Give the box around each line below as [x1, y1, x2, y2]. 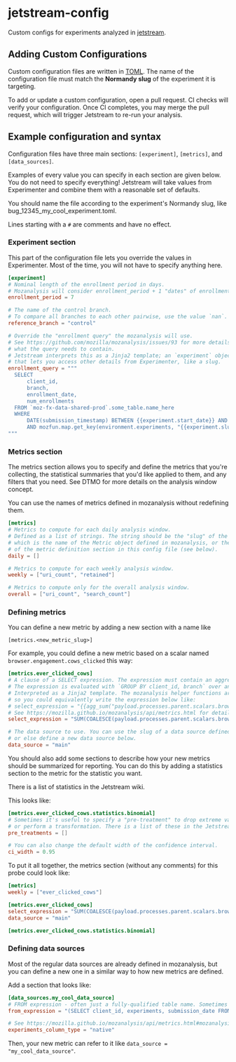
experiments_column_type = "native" [8, 1026, 115, 1034]
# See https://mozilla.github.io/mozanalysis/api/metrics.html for [8, 709, 209, 716]
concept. [8, 485, 34, 494]
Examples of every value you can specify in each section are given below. [8, 170, 221, 179]
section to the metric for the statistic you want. [8, 769, 143, 777]
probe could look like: [8, 868, 71, 878]
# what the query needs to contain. [8, 345, 115, 352]
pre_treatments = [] [8, 829, 69, 836]
